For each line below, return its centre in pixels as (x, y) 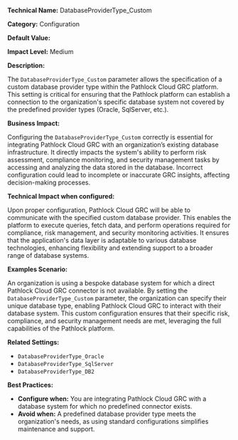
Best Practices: (30, 385)
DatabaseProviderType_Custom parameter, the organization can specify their (117, 298)
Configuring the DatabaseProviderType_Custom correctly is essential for (110, 137)
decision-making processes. (49, 182)
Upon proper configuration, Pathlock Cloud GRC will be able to (99, 210)
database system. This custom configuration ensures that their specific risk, (119, 313)
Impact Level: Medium (40, 52)
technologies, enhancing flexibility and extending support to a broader (110, 248)
